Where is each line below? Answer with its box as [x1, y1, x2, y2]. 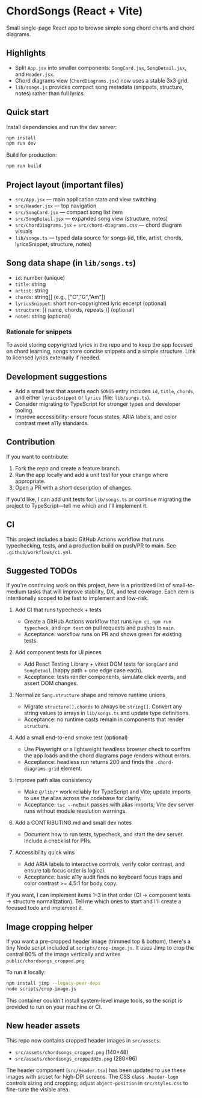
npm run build [6, 163, 42, 169]
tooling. [14, 406, 34, 414]
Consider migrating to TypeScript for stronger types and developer [14, 400, 181, 408]
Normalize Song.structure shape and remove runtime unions [14, 692, 166, 699]
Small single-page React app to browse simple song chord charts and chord [6, 24, 195, 31]
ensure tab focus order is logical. [23, 867, 106, 874]
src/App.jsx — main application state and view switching [14, 196, 157, 203]
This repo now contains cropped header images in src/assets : [6, 1036, 161, 1044]
